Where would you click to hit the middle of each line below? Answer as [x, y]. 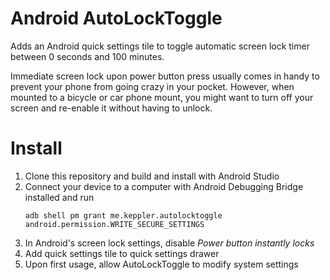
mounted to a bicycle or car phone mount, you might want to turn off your [162, 97]
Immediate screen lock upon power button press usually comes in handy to [165, 76]
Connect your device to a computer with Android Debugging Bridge [164, 186]
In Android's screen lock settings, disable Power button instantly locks [169, 243]
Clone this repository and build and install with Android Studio [152, 176]
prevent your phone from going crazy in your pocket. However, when [152, 86]
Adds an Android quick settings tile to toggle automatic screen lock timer [160, 46]
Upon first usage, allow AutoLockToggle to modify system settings [161, 264]
